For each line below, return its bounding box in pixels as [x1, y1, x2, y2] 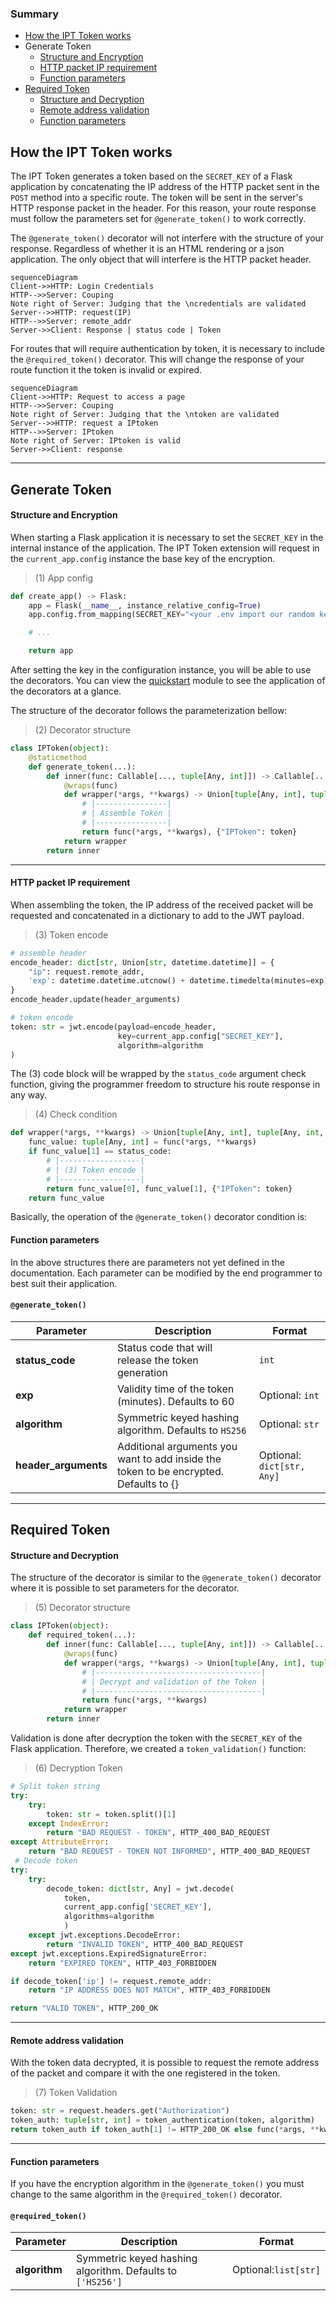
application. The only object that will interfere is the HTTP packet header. [10, 253, 312, 266]
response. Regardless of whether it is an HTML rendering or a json [10, 243, 285, 255]
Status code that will [116, 1340, 213, 1354]
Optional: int [258, 1388, 320, 1402]
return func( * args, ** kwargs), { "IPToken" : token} [81, 827, 298, 837]
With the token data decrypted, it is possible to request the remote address [10, 2057, 320, 2069]
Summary [10, 7, 60, 21]
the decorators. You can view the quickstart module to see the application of [10, 675, 326, 687]
